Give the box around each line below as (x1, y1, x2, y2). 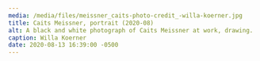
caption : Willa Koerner (8, 33, 87, 42)
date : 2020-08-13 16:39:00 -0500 (8, 41, 119, 49)
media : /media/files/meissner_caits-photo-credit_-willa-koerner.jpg (8, 11, 243, 20)
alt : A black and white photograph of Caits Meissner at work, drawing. (8, 26, 254, 34)
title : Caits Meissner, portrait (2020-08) (8, 19, 155, 27)
